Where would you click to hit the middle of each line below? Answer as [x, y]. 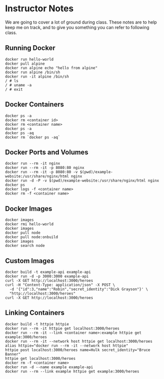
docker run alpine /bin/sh [33, 72]
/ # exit [14, 89]
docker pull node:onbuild [31, 237]
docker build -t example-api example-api [48, 272]
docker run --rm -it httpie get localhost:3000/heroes [62, 328]
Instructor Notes [39, 9]
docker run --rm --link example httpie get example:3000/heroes [72, 371]
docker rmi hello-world [29, 224]
